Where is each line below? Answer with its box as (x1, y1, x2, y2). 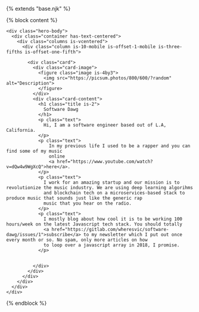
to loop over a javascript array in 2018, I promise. (43, 242, 180, 248)
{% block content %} (6, 17, 58, 23)
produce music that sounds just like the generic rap (6, 195, 143, 201)
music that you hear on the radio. (43, 200, 132, 206)
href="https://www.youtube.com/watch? (57, 159, 153, 165)
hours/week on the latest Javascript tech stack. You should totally (6, 221, 183, 227)
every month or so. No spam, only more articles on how (6, 237, 148, 243)
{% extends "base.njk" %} (6, 5, 71, 12)
